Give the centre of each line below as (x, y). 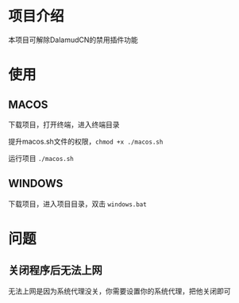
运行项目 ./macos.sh (41, 158)
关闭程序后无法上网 (55, 270)
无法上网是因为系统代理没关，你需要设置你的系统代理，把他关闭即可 (119, 291)
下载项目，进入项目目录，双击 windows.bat (77, 204)
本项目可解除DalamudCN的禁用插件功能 (73, 40)
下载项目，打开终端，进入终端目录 (64, 125)
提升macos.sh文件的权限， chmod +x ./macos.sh (86, 141)
